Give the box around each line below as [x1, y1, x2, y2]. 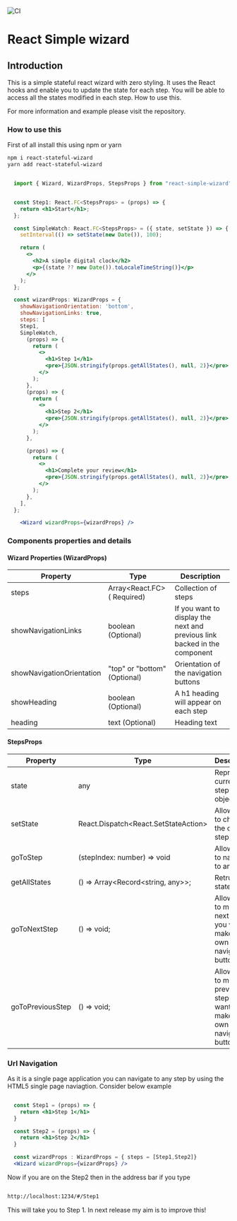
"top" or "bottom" [108, 664, 167, 673]
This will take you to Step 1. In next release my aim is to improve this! [7, 1205, 207, 1214]
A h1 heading [174, 688, 219, 698]
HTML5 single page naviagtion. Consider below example [7, 1082, 171, 1090]
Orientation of [174, 659, 221, 669]
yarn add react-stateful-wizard [7, 161, 102, 168]
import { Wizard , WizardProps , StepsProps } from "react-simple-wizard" [13, 180, 232, 187]
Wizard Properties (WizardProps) [7, 553, 107, 562]
